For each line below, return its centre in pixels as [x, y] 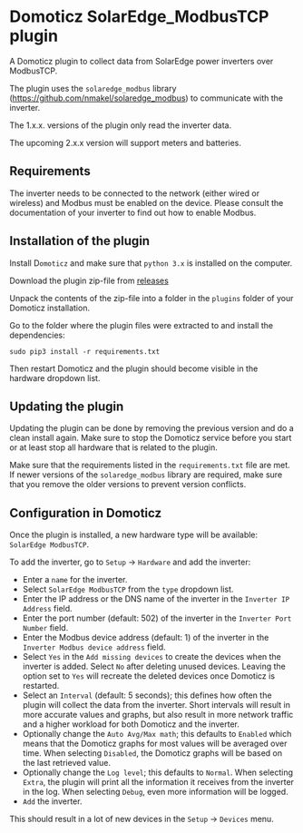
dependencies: [37, 335]
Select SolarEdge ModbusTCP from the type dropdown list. [128, 589]
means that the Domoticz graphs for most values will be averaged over [155, 744]
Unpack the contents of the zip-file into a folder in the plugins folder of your [151, 298]
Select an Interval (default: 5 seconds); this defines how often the [147, 695]
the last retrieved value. [67, 763]
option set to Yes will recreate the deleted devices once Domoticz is [148, 676]
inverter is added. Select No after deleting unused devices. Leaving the [154, 666]
